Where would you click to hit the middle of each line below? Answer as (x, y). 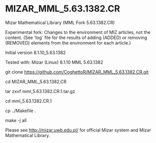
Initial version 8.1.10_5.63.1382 (35, 52)
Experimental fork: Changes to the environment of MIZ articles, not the (78, 32)
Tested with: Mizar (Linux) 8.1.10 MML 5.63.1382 (54, 62)
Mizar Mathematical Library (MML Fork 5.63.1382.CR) (60, 22)
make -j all (16, 120)
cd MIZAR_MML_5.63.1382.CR (36, 81)
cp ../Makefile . (20, 110)
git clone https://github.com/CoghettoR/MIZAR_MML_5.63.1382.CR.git (77, 72)
